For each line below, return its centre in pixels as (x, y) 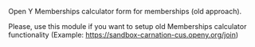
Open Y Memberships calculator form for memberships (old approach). (125, 11)
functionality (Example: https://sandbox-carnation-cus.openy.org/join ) (124, 35)
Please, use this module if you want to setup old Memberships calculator (127, 26)
